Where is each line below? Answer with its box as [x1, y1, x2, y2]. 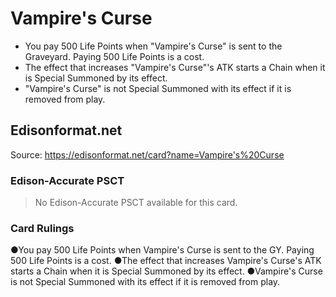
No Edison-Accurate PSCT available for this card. [34, 197, 238, 209]
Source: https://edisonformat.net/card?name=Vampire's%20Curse [10, 148, 285, 161]
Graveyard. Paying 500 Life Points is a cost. [24, 50, 205, 62]
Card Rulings [10, 221, 75, 235]
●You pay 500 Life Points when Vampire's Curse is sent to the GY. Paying [10, 244, 315, 256]
